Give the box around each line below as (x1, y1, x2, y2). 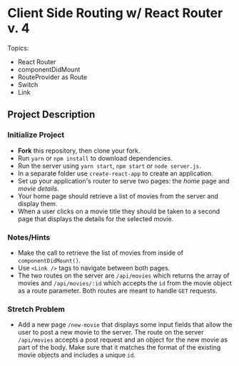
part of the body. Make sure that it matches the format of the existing (17, 343, 221, 352)
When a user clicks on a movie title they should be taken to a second (17, 207, 220, 215)
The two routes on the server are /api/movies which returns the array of (17, 271, 230, 280)
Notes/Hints (7, 232, 51, 242)
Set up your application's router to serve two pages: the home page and (17, 176, 230, 185)
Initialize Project (7, 130, 65, 140)
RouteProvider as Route (17, 73, 88, 81)
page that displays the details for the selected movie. (17, 214, 174, 223)
